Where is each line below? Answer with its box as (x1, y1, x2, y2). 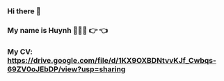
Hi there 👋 (7, 6, 42, 16)
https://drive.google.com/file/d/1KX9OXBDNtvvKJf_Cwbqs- (7, 55, 217, 65)
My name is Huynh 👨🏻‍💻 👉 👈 (7, 25, 109, 35)
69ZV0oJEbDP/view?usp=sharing (7, 64, 126, 74)
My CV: (7, 47, 33, 57)
